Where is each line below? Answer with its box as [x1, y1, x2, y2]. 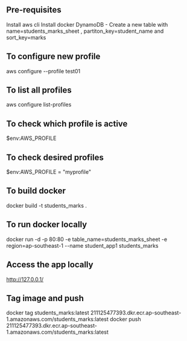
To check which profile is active [6, 118, 128, 129]
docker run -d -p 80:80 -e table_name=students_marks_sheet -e [6, 236, 168, 243]
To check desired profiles [6, 152, 104, 162]
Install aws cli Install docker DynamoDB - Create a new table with [6, 21, 168, 28]
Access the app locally [6, 260, 93, 270]
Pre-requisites [6, 5, 62, 15]
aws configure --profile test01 [6, 67, 80, 74]
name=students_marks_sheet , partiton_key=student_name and [6, 27, 164, 35]
